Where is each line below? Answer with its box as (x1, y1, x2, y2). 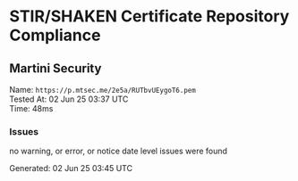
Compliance (9, 25, 101, 45)
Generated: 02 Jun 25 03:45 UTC (9, 163, 132, 174)
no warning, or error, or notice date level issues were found (9, 145, 228, 157)
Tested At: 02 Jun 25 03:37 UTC (9, 94, 129, 104)
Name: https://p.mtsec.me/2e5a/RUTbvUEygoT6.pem (9, 85, 197, 95)
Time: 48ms (9, 103, 54, 113)
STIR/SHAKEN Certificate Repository (9, 6, 290, 27)
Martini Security (9, 61, 102, 76)
